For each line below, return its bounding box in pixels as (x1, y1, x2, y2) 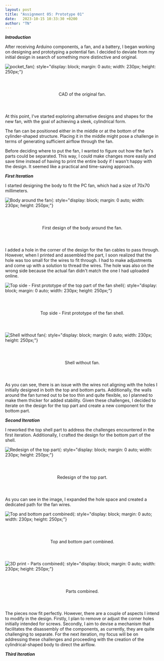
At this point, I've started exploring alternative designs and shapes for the (5, 113, 153, 119)
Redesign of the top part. (57, 474, 108, 480)
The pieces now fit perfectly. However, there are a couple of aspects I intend (5, 610, 160, 616)
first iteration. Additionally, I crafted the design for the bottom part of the (5, 432, 151, 438)
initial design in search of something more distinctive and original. (5, 54, 138, 60)
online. (5, 273, 19, 279)
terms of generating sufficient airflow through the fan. (5, 138, 114, 145)
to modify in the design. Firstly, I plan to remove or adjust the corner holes (5, 616, 154, 622)
